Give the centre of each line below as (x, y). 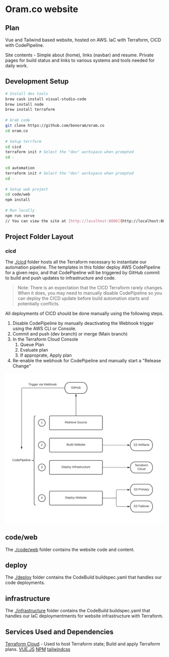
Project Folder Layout (39, 237)
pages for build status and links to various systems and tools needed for (80, 60)
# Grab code (18, 120)
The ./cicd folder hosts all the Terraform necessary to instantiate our (76, 262)
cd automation (20, 168)
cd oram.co (17, 131)
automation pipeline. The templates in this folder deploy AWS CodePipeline (83, 267)
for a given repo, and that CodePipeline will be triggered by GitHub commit (82, 273)
